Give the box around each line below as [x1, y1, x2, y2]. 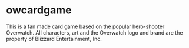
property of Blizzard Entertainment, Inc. [6, 35, 102, 42]
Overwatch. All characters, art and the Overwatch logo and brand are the [6, 29, 183, 36]
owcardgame [6, 4, 72, 17]
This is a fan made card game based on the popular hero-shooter [6, 23, 165, 30]
